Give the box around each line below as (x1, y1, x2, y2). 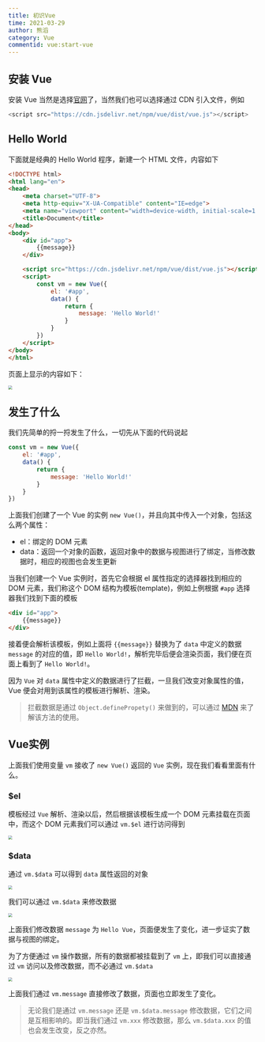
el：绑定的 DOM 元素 (19, 537, 88, 547)
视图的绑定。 (21, 934, 64, 944)
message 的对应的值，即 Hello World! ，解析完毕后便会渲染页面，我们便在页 (8, 649, 252, 658)
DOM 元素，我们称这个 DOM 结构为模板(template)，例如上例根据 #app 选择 (8, 583, 251, 593)
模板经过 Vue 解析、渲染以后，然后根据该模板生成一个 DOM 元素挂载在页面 (8, 809, 251, 819)
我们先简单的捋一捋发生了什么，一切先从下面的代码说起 (8, 428, 188, 438)
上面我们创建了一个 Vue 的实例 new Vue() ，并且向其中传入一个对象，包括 (8, 510, 246, 520)
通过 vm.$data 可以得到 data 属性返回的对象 (8, 870, 148, 879)
